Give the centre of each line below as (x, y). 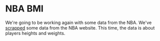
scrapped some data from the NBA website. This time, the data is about (80, 27)
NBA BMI (24, 9)
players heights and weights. (35, 33)
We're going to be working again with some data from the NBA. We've (78, 22)
